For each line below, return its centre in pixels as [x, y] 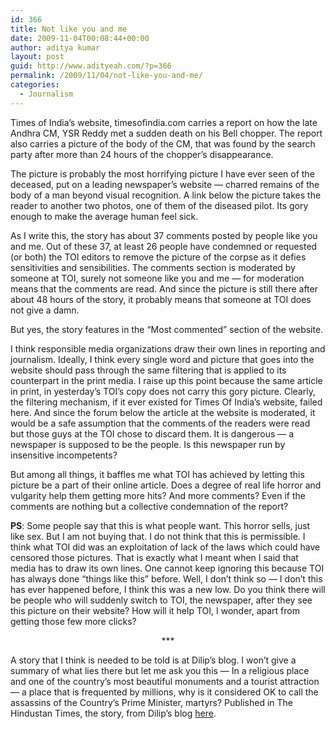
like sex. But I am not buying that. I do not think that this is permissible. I [158, 536]
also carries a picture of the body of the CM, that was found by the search [163, 143]
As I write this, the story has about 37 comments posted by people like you [164, 235]
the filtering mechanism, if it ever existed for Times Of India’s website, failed [166, 402]
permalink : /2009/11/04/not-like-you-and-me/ [106, 76]
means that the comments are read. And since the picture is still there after [164, 288]
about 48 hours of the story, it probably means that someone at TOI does [161, 299]
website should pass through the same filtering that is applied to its [148, 370]
